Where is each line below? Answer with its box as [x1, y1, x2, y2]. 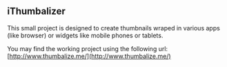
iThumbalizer [7, 6, 66, 17]
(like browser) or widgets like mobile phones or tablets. [7, 31, 164, 39]
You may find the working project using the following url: [7, 44, 168, 52]
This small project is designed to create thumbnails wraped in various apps [7, 23, 221, 32]
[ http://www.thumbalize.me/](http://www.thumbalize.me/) [7, 52, 171, 60]
